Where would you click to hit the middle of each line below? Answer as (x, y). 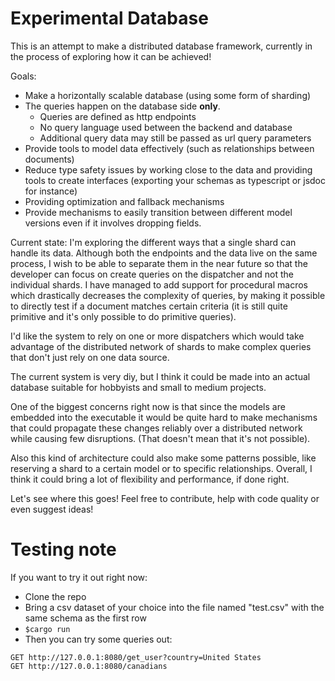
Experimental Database (109, 18)
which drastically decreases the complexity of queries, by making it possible (168, 295)
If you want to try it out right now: (79, 577)
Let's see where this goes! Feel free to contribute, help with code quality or (165, 498)
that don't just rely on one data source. (90, 357)
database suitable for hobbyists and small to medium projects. (138, 387)
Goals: (23, 76)
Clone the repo (55, 596)
